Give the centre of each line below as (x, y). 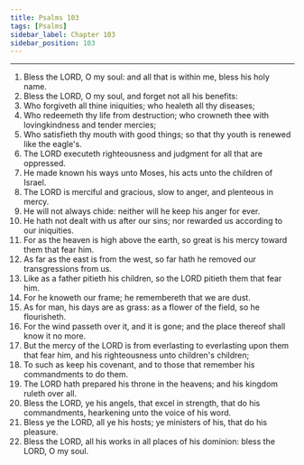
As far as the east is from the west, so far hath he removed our (139, 259)
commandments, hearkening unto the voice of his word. (127, 413)
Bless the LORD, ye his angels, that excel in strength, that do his (142, 404)
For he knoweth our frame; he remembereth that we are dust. (137, 298)
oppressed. (45, 163)
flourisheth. (45, 317)
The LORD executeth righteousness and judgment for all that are (143, 153)
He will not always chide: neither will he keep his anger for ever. (142, 211)
